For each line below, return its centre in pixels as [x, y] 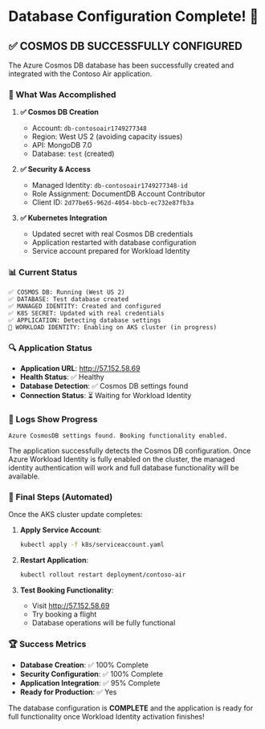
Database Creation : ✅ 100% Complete [84, 665]
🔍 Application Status [50, 348]
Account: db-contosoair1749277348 [89, 128]
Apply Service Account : [61, 530]
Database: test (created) [73, 154]
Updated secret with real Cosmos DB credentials [112, 234]
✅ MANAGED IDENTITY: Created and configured [85, 306]
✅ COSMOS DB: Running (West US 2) [67, 292]
